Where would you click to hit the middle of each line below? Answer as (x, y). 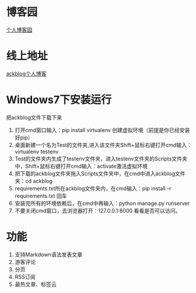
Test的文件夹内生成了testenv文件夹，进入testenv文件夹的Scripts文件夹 (101, 159)
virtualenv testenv (37, 152)
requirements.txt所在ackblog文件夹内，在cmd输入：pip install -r (93, 188)
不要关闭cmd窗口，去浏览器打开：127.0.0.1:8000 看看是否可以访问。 (97, 210)
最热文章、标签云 (36, 284)
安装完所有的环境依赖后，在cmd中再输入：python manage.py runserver (102, 203)
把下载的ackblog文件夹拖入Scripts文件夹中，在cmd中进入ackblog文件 (100, 174)
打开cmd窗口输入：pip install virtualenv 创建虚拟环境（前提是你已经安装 (102, 130)
